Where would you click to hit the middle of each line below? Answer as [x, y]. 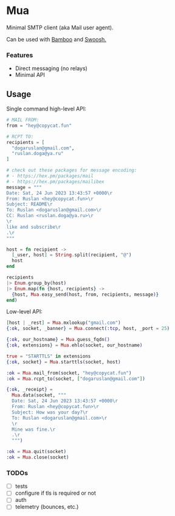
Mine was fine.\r [34, 429]
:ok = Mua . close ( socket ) [38, 457]
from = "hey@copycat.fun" [39, 126]
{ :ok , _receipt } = [29, 390]
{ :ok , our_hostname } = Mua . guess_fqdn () [58, 340]
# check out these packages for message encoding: [72, 170]
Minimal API [30, 75]
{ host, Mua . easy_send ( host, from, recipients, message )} [85, 294]
